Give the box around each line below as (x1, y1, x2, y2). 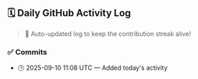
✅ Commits (7, 47, 48, 56)
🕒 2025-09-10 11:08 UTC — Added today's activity (17, 63, 168, 72)
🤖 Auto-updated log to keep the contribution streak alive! (24, 29, 192, 38)
